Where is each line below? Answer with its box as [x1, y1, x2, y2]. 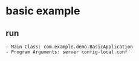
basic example [5, 4, 80, 18]
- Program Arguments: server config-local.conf [5, 49, 128, 55]
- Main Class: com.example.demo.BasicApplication [5, 44, 134, 50]
